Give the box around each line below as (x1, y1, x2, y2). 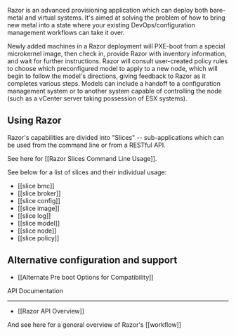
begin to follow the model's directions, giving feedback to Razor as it (7, 72, 206, 80)
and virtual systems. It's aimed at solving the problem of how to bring (25, 13, 226, 22)
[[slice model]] (17, 219, 60, 227)
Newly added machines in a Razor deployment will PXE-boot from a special (7, 42, 225, 50)
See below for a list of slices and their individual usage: (7, 168, 167, 176)
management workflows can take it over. (7, 28, 125, 37)
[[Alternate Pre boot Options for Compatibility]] (17, 273, 154, 281)
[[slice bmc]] (17, 181, 55, 190)
